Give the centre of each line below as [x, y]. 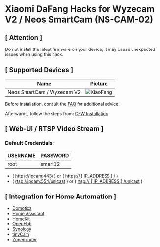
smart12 [50, 164]
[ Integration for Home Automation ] [61, 196]
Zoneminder [25, 240]
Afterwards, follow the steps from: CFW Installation [57, 113]
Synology [22, 229]
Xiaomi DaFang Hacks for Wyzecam [80, 9]
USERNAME [22, 155]
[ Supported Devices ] [39, 70]
